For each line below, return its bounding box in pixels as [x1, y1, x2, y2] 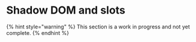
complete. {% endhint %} [6, 29, 69, 36]
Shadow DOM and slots [6, 4, 125, 17]
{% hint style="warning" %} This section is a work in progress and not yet [6, 23, 190, 30]
